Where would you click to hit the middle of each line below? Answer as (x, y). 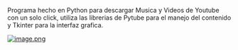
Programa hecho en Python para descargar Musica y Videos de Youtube (113, 10)
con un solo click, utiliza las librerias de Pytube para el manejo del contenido (119, 18)
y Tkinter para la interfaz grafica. (55, 25)
